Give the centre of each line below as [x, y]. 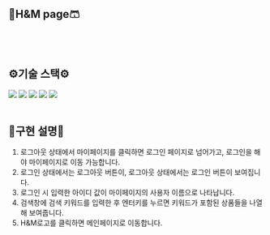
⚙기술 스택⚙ [39, 74]
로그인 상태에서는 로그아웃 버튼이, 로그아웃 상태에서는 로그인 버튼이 [126, 173]
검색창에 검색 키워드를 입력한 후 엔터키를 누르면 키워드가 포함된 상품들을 [134, 203]
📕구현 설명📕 [36, 132]
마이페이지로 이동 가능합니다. [74, 162]
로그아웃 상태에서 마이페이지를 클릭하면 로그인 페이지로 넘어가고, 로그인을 [136, 152]
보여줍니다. [47, 213]
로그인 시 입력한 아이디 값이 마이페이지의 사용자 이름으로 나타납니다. [127, 193]
